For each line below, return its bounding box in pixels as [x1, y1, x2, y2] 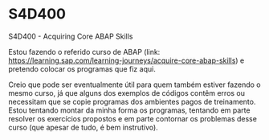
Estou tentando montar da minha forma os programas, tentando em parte [8, 105, 251, 115]
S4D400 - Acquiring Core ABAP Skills [8, 31, 133, 41]
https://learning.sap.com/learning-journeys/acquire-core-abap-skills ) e [8, 56, 245, 65]
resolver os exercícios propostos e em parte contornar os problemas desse [8, 113, 257, 123]
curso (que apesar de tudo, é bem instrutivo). [8, 122, 158, 132]
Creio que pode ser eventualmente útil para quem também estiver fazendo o [8, 80, 261, 89]
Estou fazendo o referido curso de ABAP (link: [8, 47, 161, 56]
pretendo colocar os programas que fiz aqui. [8, 64, 157, 73]
